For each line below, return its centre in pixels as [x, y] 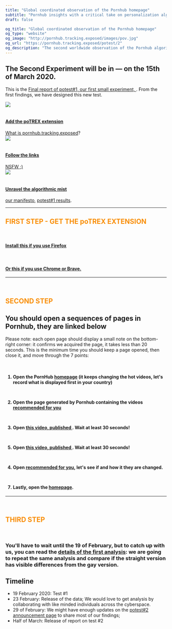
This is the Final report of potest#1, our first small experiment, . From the [81, 89]
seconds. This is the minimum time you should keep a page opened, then [82, 350]
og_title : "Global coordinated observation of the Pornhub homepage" [81, 29]
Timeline [20, 581]
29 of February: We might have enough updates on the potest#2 [81, 610]
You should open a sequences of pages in [73, 319]
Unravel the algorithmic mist [36, 189]
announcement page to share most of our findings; [66, 615]
